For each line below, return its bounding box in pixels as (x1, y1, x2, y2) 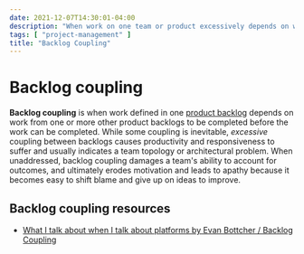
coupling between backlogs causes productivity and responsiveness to (9, 136, 275, 147)
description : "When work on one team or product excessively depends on (9, 22, 290, 31)
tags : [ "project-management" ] (9, 30, 131, 39)
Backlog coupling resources (9, 201, 171, 216)
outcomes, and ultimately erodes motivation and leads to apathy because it (9, 165, 290, 176)
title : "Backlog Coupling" (9, 38, 111, 48)
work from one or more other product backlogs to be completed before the (9, 117, 290, 127)
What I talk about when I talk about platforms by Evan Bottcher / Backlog (22, 225, 294, 235)
